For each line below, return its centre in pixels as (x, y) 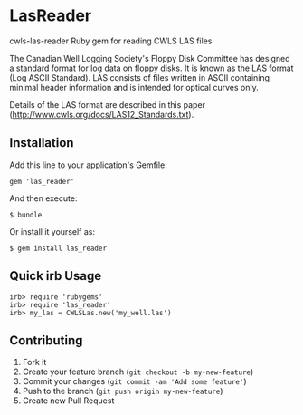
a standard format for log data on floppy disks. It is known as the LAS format (151, 68)
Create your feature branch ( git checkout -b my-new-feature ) (138, 372)
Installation (42, 143)
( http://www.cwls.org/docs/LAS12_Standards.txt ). (102, 114)
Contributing (46, 340)
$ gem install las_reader (58, 248)
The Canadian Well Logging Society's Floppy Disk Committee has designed (150, 58)
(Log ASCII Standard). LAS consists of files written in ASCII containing (139, 77)
